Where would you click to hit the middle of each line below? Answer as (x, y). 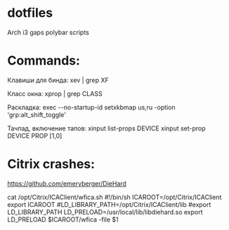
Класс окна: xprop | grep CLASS (55, 93)
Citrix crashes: (51, 164)
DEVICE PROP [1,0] (35, 135)
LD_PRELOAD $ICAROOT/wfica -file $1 (63, 219)
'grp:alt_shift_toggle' (37, 114)
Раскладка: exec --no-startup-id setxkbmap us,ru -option (91, 107)
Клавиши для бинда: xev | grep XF (58, 80)
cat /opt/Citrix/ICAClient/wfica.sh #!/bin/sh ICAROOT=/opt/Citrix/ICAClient (115, 197)
